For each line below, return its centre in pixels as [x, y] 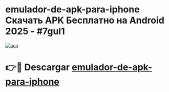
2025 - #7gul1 [35, 31]
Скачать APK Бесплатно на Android [85, 20]
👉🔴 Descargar [38, 67]
